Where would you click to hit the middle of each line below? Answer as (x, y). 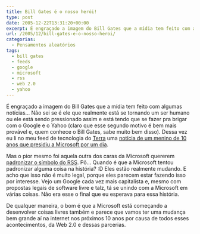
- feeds (21, 61)
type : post (20, 17)
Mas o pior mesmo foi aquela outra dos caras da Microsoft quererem (90, 156)
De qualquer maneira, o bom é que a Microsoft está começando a (87, 205)
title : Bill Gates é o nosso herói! (51, 12)
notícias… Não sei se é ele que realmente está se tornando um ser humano (98, 113)
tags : (13, 51)
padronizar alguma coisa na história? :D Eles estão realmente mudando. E (96, 168)
